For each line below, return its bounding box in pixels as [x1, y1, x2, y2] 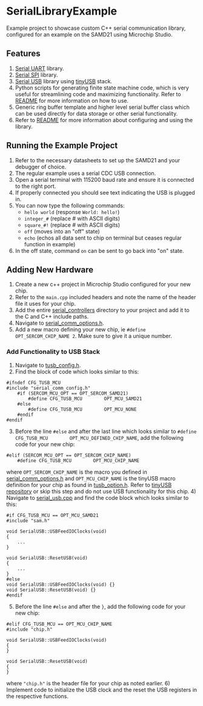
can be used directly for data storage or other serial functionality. [15, 109, 178, 117]
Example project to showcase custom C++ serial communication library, [6, 24, 186, 32]
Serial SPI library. [15, 71, 58, 78]
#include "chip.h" [6, 626, 53, 632]
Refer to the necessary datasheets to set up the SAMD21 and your [15, 156, 181, 164]
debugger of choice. [15, 163, 67, 170]
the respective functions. [6, 692, 68, 700]
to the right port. [15, 182, 56, 190]
